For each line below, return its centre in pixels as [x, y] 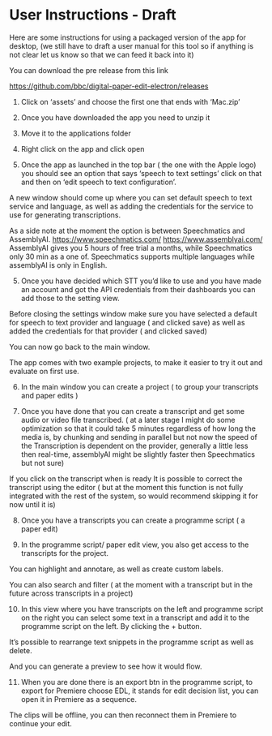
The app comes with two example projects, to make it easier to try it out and [136, 362]
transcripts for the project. [64, 553]
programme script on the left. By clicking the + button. [111, 626]
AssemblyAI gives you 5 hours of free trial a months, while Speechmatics [131, 247]
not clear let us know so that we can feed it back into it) [102, 54]
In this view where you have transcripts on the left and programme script [142, 609]
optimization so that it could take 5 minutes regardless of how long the [138, 428]
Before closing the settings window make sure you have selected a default [133, 313]
